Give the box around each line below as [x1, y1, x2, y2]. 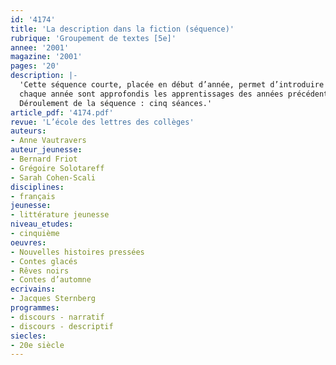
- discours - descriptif [10, 321, 114, 331]
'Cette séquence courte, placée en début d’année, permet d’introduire [19, 80, 325, 90]
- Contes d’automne [10, 275, 92, 285]
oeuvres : [10, 237, 47, 248]
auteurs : [10, 126, 47, 136]
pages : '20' [10, 61, 60, 71]
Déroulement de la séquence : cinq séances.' [19, 98, 213, 108]
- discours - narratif [10, 312, 105, 322]
